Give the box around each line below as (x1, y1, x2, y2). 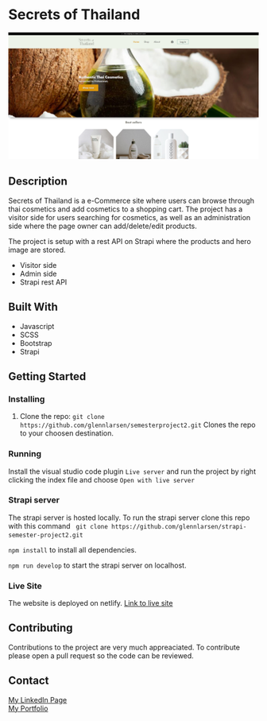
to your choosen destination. (19, 428, 114, 438)
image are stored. (8, 245, 66, 254)
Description (8, 175, 68, 188)
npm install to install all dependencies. (8, 545, 137, 554)
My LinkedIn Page (8, 695, 68, 704)
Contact (8, 674, 49, 688)
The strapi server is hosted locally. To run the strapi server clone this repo (8, 513, 250, 522)
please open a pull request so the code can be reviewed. (8, 650, 195, 661)
